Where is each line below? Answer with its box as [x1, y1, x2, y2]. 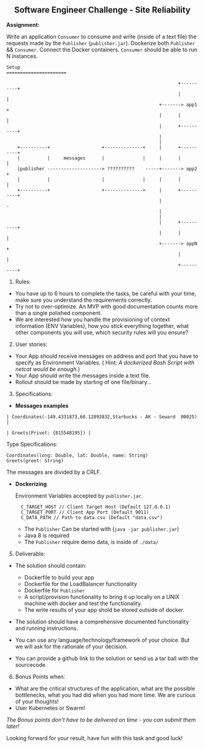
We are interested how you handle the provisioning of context [15, 316, 170, 323]
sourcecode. [15, 661, 47, 668]
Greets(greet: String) [6, 457, 64, 463]
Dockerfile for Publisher [24, 586, 85, 594]
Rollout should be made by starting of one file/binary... [15, 378, 152, 385]
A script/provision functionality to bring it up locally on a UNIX [24, 593, 180, 600]
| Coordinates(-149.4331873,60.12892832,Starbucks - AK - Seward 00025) [6, 413, 198, 420]
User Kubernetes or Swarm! [15, 704, 85, 711]
